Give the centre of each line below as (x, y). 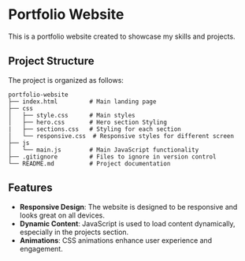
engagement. (41, 248)
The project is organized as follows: (66, 80)
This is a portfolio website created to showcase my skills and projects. (122, 36)
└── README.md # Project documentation (89, 163)
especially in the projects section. (74, 232)
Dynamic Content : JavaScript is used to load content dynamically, (127, 223)
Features (30, 188)
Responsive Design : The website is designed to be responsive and (128, 207)
